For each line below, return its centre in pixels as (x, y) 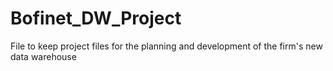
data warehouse (43, 56)
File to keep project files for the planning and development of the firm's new (166, 46)
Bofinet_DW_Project (96, 18)
